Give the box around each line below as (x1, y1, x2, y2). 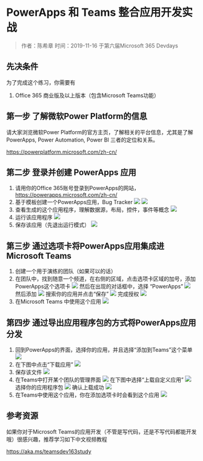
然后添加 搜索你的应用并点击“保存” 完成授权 (15, 290, 139, 298)
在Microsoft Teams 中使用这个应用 (15, 298, 101, 306)
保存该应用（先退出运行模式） (15, 221, 90, 228)
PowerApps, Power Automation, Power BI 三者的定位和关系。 (6, 136, 159, 143)
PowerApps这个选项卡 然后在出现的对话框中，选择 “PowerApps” (15, 283, 184, 290)
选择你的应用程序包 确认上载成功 (15, 384, 104, 391)
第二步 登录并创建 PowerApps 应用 (6, 167, 136, 177)
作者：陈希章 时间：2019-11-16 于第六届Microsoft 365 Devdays (21, 42, 179, 49)
